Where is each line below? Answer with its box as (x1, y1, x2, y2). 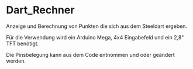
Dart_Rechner (6, 3, 75, 17)
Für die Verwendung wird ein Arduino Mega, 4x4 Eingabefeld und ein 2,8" (6, 34, 184, 41)
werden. (6, 57, 26, 64)
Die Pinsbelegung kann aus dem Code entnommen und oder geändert (6, 51, 175, 58)
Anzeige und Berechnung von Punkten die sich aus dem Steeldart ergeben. (6, 23, 188, 30)
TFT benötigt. (6, 40, 39, 47)
